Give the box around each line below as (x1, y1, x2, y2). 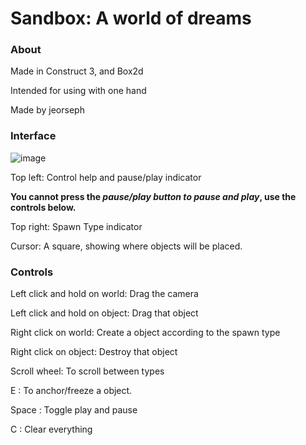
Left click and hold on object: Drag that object (10, 307, 199, 319)
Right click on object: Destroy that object (10, 346, 178, 358)
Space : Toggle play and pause (10, 404, 138, 416)
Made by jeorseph (10, 104, 85, 116)
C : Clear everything (10, 423, 93, 436)
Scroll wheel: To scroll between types (10, 365, 165, 377)
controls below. (10, 201, 77, 213)
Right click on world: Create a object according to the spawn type (10, 327, 281, 339)
